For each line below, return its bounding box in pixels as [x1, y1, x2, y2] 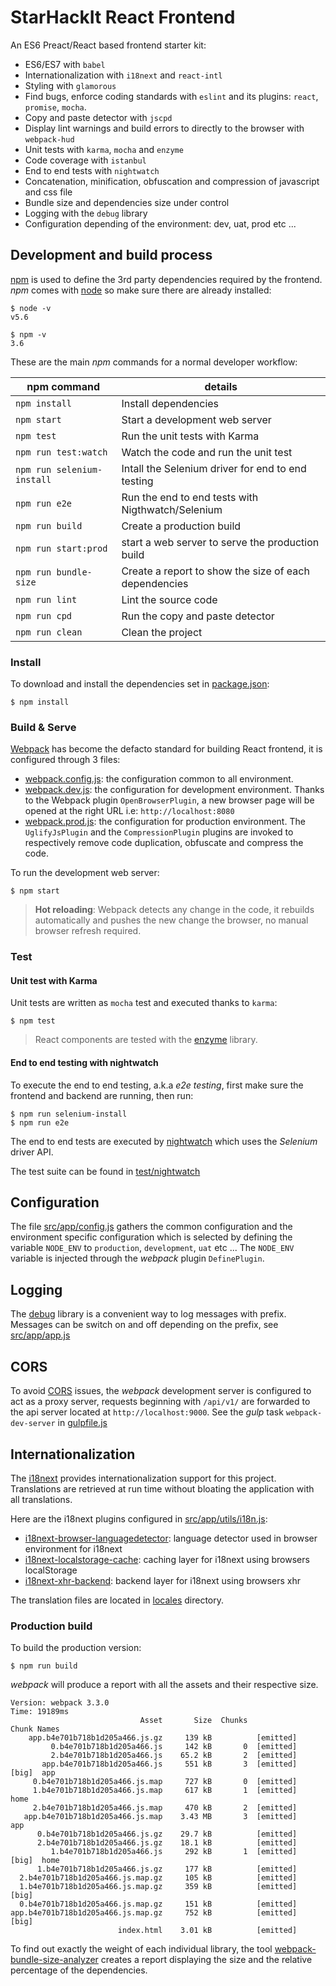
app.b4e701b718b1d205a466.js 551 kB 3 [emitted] [41, 1759, 298, 1770]
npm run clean [15, 626, 83, 638]
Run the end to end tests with [121, 490, 259, 504]
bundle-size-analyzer [10, 1954, 99, 1966]
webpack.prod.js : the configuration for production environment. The [24, 816, 306, 828]
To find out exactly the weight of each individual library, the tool [10, 1943, 273, 1955]
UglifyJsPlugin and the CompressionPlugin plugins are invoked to [24, 826, 294, 838]
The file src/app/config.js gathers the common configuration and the [10, 1221, 293, 1233]
